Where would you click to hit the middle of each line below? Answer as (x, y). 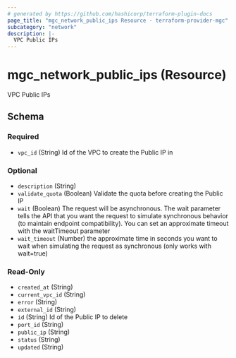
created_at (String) (45, 287)
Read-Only (26, 271)
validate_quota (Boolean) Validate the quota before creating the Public (120, 193)
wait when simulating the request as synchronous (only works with (114, 246)
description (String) (46, 186)
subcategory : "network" (42, 27)
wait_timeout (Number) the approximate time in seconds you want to (117, 239)
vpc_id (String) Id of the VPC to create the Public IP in (95, 152)
